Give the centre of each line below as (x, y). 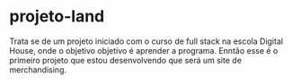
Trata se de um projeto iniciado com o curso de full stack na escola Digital (146, 41)
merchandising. (38, 70)
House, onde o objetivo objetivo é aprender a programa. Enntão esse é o (144, 50)
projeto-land (57, 17)
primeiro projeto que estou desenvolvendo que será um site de (126, 60)
